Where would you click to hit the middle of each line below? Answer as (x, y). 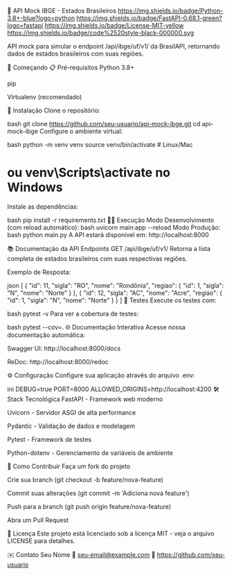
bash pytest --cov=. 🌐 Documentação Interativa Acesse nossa (96, 327)
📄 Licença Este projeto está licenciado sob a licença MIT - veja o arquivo (111, 533)
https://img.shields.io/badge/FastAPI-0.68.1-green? (149, 18)
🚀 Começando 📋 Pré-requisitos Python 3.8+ (71, 67)
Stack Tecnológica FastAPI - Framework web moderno (85, 399)
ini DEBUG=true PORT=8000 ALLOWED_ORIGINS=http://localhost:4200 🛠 (113, 389)
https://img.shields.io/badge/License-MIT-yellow (114, 25)
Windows (35, 188)
